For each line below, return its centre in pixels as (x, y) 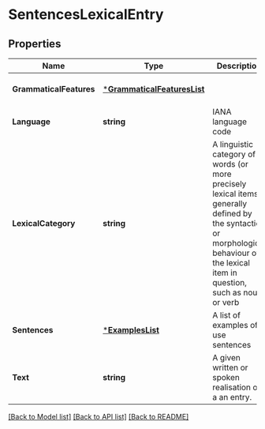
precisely (230, 184)
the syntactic (237, 223)
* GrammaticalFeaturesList (153, 89)
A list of (226, 315)
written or (230, 367)
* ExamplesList (131, 330)
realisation (231, 387)
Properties (35, 44)
